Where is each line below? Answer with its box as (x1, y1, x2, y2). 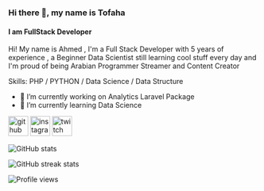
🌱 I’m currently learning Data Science (19, 101, 142, 110)
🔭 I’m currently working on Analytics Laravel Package (19, 92, 195, 101)
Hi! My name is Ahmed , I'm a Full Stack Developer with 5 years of (8, 44, 224, 54)
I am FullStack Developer (8, 27, 92, 36)
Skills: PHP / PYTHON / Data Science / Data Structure (8, 77, 184, 86)
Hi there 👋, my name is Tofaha (8, 7, 126, 18)
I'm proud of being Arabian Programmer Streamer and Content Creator (8, 61, 240, 71)
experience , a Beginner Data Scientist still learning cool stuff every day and (8, 53, 257, 63)
